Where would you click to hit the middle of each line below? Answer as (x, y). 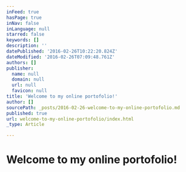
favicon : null (29, 91)
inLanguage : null (28, 29)
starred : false (25, 35)
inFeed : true (23, 12)
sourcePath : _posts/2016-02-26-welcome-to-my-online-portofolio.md (93, 107)
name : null (25, 74)
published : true (27, 113)
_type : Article (25, 125)
